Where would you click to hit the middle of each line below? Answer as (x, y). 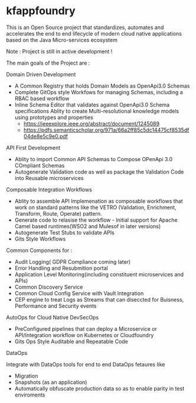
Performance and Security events (55, 306)
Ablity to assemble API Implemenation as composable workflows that (99, 201)
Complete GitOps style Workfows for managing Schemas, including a (99, 92)
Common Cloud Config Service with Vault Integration (79, 293)
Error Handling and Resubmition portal (61, 268)
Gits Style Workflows (40, 239)
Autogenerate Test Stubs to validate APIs (65, 232)
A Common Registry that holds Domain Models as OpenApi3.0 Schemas (102, 86)
